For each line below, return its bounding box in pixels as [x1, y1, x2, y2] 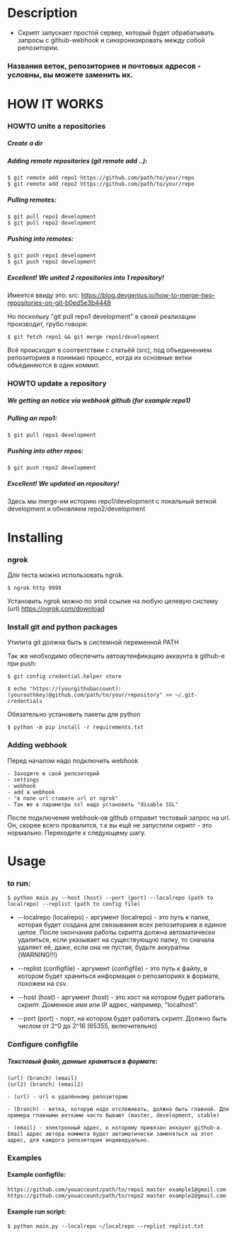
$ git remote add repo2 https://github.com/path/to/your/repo [7, 180, 195, 188]
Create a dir [7, 139, 43, 147]
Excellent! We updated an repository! [7, 480, 120, 488]
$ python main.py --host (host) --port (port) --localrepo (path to [7, 894, 214, 901]
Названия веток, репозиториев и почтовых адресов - [7, 61, 202, 71]
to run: [7, 878, 31, 888]
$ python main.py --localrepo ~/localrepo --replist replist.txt [7, 1223, 204, 1230]
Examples [7, 1153, 42, 1163]
